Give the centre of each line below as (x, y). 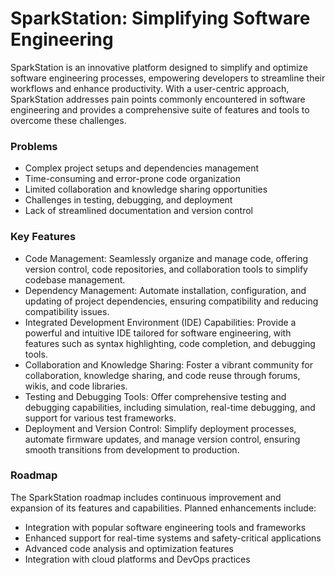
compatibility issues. (67, 311)
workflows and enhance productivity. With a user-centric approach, (150, 88)
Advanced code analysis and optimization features (129, 548)
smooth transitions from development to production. (132, 449)
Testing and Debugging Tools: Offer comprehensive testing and (155, 396)
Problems (34, 146)
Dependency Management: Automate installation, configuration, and (165, 290)
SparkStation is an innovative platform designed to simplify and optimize (159, 67)
